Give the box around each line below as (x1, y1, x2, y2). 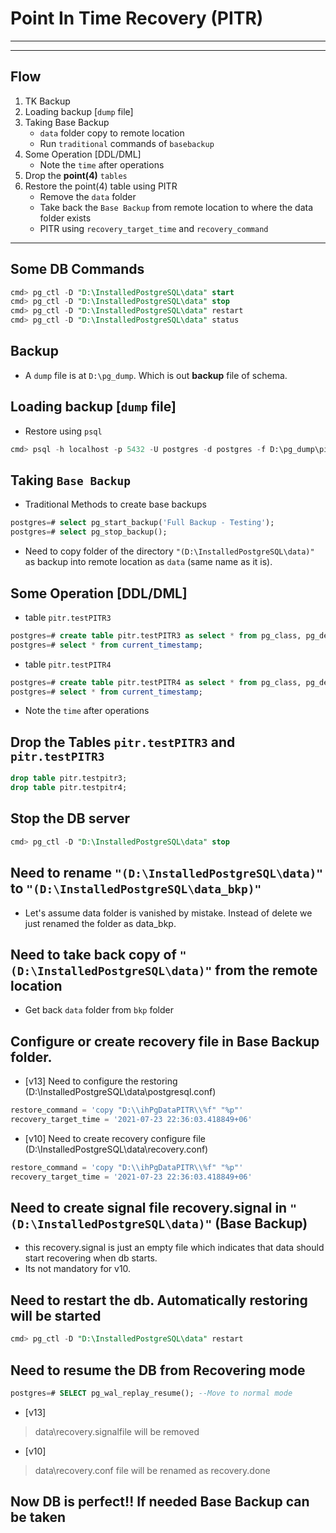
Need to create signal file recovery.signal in (10, 1200, 288, 1217)
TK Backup (24, 95, 71, 107)
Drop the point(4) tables (24, 169, 128, 181)
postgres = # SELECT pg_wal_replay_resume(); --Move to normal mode (10, 1388, 293, 1398)
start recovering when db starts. (24, 1252, 158, 1264)
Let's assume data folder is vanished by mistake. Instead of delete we (24, 907, 313, 919)
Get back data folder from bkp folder (24, 1004, 175, 1016)
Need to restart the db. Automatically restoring (10, 1292, 308, 1309)
